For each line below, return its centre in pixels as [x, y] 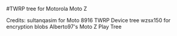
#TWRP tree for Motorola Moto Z [46, 9]
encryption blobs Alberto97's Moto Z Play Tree [64, 27]
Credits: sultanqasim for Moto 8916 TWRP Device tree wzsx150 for [88, 20]
